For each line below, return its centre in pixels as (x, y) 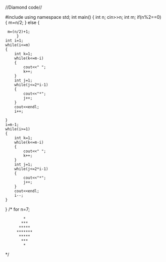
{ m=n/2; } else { (22, 23)
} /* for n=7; (18, 209)
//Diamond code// (24, 7)
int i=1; (14, 40)
